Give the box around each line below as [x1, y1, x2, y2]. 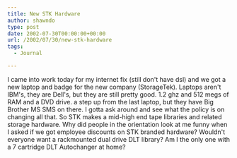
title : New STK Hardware [7, 10, 81, 18]
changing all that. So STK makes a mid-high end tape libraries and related [7, 112, 222, 121]
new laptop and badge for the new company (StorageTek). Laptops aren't [7, 83, 221, 91]
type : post [7, 23, 40, 30]
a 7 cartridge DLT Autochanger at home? [7, 142, 126, 151]
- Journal [13, 50, 42, 57]
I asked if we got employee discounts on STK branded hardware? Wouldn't [7, 128, 225, 136]
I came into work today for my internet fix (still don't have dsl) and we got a [7, 75, 226, 83]
